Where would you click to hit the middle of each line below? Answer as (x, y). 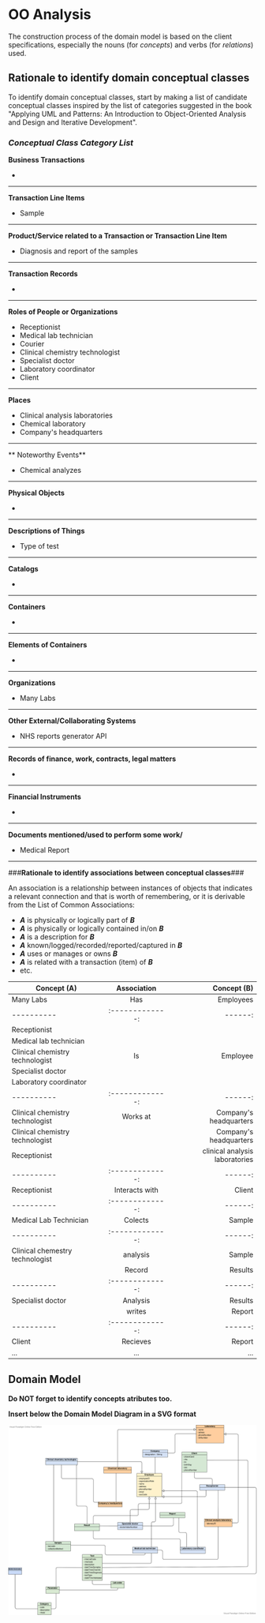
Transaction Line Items (47, 198)
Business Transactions (47, 160)
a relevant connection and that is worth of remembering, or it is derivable (127, 897)
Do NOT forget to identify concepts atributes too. (90, 1398)
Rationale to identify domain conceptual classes (129, 78)
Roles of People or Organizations (63, 312)
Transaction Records (43, 274)
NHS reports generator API (63, 737)
